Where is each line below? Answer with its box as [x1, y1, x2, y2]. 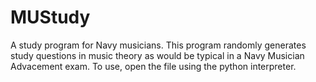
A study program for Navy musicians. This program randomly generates [10, 39, 307, 51]
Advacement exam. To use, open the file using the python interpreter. [10, 60, 297, 72]
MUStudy [10, 6, 91, 29]
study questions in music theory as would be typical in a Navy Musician [10, 49, 305, 61]
